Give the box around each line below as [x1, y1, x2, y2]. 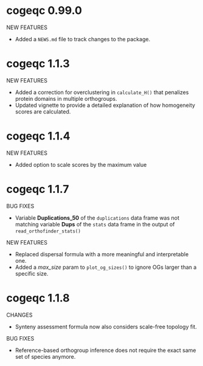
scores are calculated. [15, 107, 71, 115]
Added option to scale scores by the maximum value [15, 161, 147, 168]
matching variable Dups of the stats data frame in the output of [15, 220, 175, 228]
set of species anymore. [15, 353, 76, 360]
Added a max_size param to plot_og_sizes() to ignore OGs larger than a [15, 263, 197, 271]
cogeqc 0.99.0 [6, 4, 82, 18]
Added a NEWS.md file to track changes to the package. [15, 35, 151, 42]
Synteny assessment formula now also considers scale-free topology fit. [15, 323, 198, 330]
